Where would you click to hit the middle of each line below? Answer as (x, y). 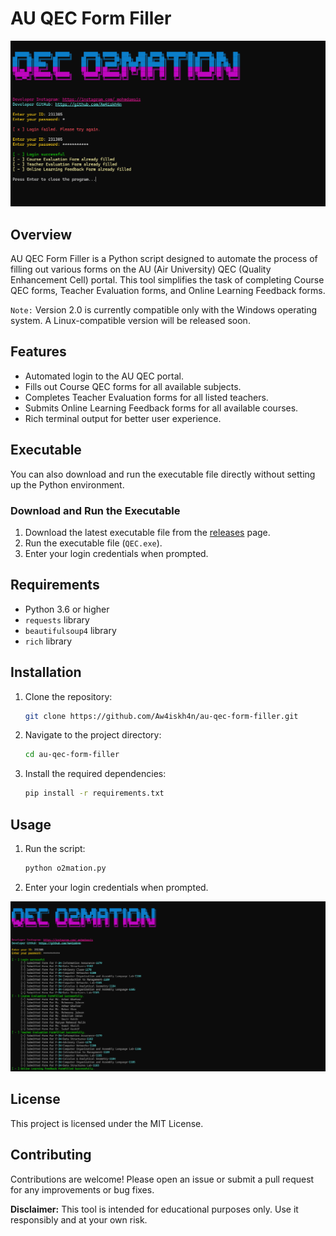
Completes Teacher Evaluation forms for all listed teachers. (146, 397)
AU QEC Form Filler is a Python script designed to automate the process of (164, 259)
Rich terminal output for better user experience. (123, 418)
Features (38, 352)
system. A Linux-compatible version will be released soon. (130, 321)
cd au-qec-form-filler (72, 755)
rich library (48, 641)
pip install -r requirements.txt (94, 793)
